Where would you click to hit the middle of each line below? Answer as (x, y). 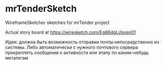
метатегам (17, 57)
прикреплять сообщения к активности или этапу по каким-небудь (77, 52)
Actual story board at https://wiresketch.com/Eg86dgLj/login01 (71, 32)
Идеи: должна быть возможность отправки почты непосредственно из (82, 42)
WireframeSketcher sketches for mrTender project (58, 22)
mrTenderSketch (41, 9)
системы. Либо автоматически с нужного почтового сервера (72, 47)
